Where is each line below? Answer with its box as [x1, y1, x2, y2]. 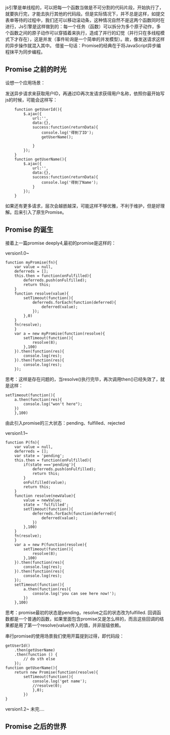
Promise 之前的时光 [5, 65, 67, 74]
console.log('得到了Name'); [41, 180, 99, 185]
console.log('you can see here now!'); [32, 591, 116, 596]
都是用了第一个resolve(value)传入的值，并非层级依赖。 [9, 622, 124, 628]
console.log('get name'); [32, 679, 87, 684]
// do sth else [23, 656, 56, 661]
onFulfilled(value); [23, 480, 67, 485]
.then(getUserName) [14, 647, 56, 653]
